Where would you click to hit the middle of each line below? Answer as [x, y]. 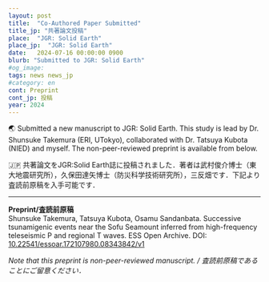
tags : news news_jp [41, 75]
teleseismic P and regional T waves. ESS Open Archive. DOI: [108, 236]
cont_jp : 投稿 [31, 98]
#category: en [32, 83]
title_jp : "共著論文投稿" [48, 30]
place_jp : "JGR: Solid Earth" [60, 46]
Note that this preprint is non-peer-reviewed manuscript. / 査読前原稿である [133, 260]
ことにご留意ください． [47, 271]
